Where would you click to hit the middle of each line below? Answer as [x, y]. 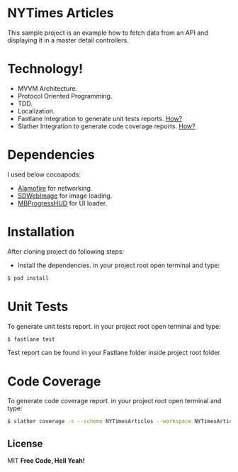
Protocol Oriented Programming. [65, 96]
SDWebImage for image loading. [65, 196]
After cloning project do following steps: [66, 251]
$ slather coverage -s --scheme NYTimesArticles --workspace [100, 422]
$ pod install [28, 278]
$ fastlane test [31, 339]
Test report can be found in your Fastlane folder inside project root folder [114, 353]
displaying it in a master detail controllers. [68, 40]
